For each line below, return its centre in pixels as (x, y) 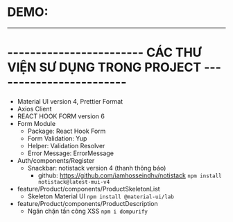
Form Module (36, 123)
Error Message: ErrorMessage (71, 153)
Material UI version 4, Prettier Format (70, 101)
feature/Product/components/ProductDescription (87, 203)
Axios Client (34, 109)
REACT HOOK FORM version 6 (61, 116)
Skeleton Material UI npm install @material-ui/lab (101, 196)
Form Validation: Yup (57, 138)
